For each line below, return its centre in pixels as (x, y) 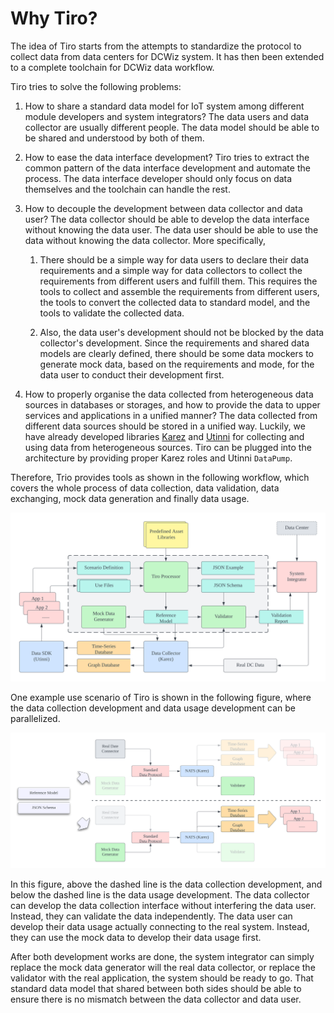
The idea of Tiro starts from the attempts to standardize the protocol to (156, 46)
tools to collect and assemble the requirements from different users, (179, 291)
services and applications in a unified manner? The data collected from (171, 415)
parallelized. (35, 718)
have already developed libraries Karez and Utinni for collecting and (164, 436)
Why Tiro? (54, 18)
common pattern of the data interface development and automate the (167, 168)
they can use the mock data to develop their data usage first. (136, 937)
